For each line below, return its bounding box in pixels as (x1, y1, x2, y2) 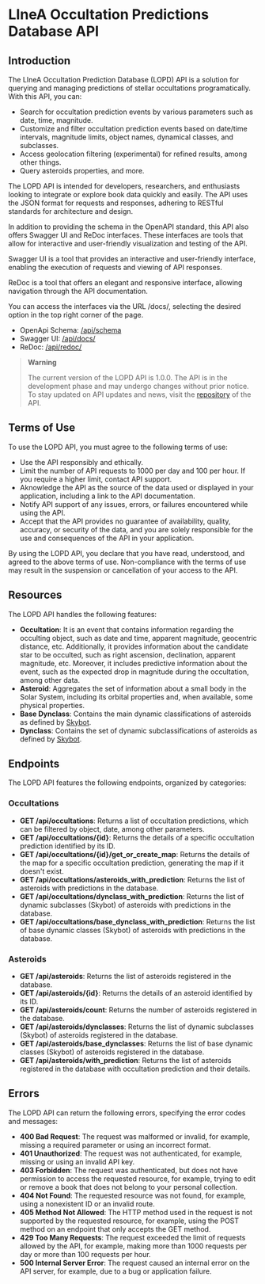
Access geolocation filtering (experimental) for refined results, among (19, 149, 248, 158)
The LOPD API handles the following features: (8, 609, 157, 619)
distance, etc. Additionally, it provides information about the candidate (19, 642, 249, 651)
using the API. (19, 508, 66, 517)
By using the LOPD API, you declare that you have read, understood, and (8, 548, 245, 558)
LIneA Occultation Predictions (8, 6, 210, 24)
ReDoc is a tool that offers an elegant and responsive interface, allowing (8, 278, 243, 287)
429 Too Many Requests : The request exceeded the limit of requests (19, 1233, 246, 1242)
